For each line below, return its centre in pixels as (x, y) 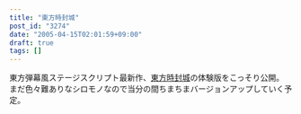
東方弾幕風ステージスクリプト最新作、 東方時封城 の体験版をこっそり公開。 (147, 78)
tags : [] (26, 51)
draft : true (31, 43)
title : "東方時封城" (44, 18)
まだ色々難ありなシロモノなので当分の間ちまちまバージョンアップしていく (147, 89)
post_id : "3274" (40, 26)
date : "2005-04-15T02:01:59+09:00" (76, 34)
